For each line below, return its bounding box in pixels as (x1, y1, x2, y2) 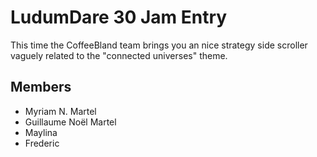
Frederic (24, 137, 60, 149)
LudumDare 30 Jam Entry (10, 6, 228, 29)
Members (10, 79, 72, 96)
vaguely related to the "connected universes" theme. (10, 49, 228, 61)
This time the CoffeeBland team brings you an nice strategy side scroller (10, 39, 308, 51)
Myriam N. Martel (24, 105, 97, 117)
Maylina (24, 126, 58, 138)
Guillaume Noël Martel (24, 116, 117, 128)
